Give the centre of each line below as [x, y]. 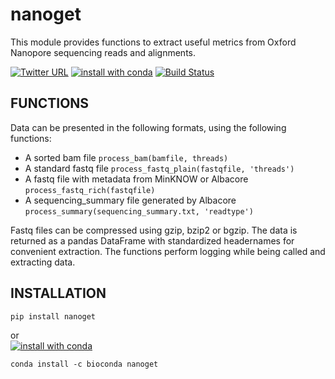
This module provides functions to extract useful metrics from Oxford [153, 42]
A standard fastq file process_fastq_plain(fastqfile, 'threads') [159, 168]
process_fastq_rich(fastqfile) [90, 190]
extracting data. [43, 262]
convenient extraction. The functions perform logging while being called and [168, 251]
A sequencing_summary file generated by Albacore [130, 200]
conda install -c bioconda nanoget [84, 364]
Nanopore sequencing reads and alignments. [103, 52]
